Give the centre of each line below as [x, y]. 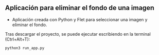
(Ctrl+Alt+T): [18, 39]
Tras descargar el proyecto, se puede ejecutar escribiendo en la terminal [78, 34]
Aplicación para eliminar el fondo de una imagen [80, 8]
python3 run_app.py [25, 48]
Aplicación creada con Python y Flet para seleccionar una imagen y [80, 19]
